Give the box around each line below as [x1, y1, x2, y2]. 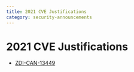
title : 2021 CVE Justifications [6, 8, 87, 15]
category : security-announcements [6, 14, 93, 20]
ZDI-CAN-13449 [14, 60, 56, 67]
